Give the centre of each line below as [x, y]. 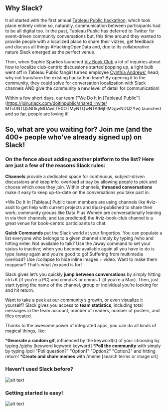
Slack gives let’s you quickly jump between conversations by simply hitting [83, 274]
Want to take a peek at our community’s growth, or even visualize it [74, 300]
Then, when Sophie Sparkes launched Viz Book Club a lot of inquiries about [83, 61]
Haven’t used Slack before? [39, 369]
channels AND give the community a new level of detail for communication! [83, 88]
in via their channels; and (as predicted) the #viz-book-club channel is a [79, 218]
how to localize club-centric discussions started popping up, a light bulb [79, 67]
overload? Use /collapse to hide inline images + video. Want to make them [81, 259]
